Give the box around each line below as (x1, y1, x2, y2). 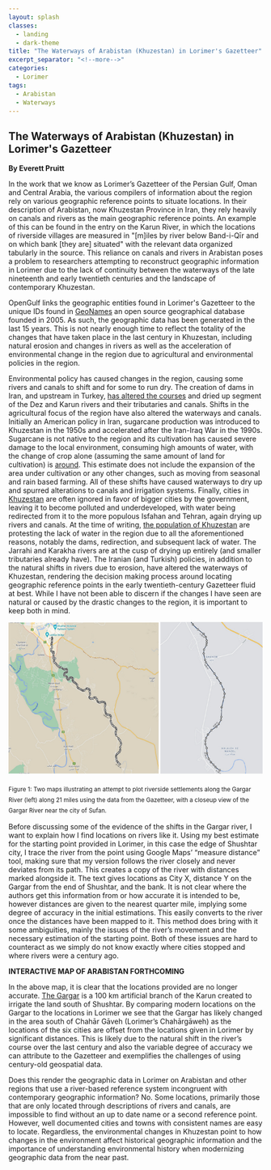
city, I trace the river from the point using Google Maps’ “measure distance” (8, 847, 260, 857)
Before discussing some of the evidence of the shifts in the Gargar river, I (8, 821, 252, 831)
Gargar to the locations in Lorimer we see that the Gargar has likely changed (8, 1007, 263, 1017)
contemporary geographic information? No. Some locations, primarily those (8, 1092, 260, 1102)
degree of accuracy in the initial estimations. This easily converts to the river (8, 907, 263, 918)
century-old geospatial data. (8, 1059, 104, 1069)
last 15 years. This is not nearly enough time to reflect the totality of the (8, 324, 246, 333)
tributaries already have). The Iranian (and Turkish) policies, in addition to (8, 554, 252, 564)
